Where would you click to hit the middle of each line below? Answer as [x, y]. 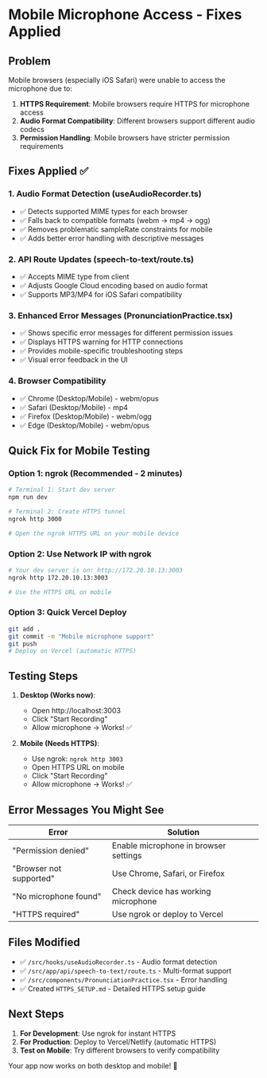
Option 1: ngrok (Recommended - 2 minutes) [95, 473]
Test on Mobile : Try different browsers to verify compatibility [120, 1050]
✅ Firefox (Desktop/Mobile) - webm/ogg [86, 416]
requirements [41, 146]
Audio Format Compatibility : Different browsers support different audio [137, 121]
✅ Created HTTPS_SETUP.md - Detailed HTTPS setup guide [113, 988]
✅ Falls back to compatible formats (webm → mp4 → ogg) [115, 220]
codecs [32, 129]
